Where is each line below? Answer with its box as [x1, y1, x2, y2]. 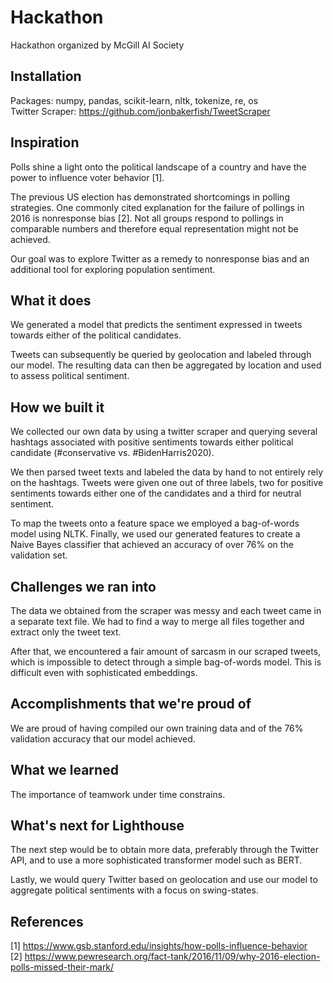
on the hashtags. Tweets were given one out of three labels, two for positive [10, 477, 324, 489]
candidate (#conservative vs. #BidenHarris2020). [10, 447, 215, 459]
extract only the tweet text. [10, 626, 122, 638]
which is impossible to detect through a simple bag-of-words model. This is [10, 656, 322, 668]
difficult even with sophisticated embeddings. [10, 667, 198, 678]
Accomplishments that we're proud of [10, 696, 252, 713]
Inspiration [10, 134, 80, 151]
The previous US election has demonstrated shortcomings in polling [10, 191, 290, 203]
